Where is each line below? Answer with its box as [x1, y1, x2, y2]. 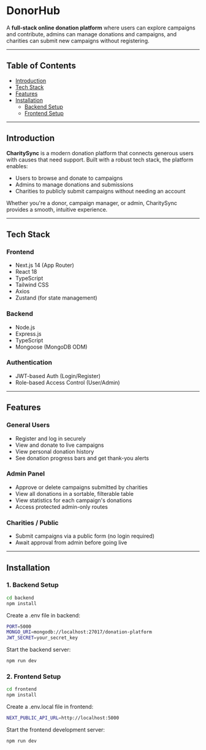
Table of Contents [6, 61, 77, 71]
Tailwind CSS [15, 281, 49, 288]
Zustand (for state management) [15, 294, 97, 301]
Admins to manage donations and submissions [15, 180, 134, 188]
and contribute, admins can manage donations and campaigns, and [6, 30, 177, 37]
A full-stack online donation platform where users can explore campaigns [6, 24, 196, 31]
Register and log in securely [15, 435, 86, 442]
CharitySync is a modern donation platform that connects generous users [6, 149, 194, 157]
